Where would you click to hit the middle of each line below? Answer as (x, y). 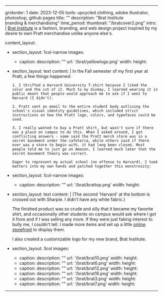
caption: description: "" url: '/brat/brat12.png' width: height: (79, 268)
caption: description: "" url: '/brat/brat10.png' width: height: (79, 258)
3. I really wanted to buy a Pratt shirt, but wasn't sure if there (83, 128)
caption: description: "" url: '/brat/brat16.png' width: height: (79, 273)
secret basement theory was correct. (50, 154)
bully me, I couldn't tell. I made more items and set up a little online (79, 224)
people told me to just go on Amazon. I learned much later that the (84, 149)
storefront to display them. (39, 229)
